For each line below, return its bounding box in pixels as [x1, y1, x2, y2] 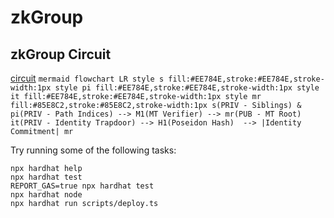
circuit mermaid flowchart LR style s [10, 72, 165, 84]
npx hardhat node [10, 190, 83, 200]
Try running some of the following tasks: [10, 144, 177, 156]
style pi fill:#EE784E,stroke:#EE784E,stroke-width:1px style [54, 83, 320, 93]
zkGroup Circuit [10, 46, 112, 63]
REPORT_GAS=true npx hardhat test [10, 181, 155, 191]
